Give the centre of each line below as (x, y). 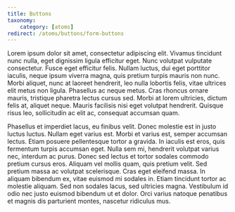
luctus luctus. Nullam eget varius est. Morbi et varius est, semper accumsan (117, 134)
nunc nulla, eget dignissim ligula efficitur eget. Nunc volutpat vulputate (110, 61)
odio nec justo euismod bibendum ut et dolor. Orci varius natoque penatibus (118, 194)
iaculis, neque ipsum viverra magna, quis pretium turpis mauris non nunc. (114, 76)
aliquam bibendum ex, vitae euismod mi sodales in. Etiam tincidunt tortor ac (117, 179)
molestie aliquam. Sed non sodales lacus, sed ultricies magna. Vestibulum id (118, 186)
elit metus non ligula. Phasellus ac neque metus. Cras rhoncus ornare (108, 91)
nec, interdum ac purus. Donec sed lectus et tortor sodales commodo (108, 157)
